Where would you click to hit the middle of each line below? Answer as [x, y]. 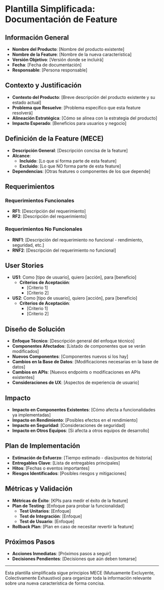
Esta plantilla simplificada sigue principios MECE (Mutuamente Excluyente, [80, 573]
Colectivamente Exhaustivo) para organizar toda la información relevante [78, 578]
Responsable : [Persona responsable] [50, 70]
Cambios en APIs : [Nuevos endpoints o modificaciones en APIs [76, 372]
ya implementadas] [31, 415]
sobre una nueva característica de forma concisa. [55, 583]
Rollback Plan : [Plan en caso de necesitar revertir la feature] [73, 526]
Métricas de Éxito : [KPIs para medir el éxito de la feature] [70, 500]
